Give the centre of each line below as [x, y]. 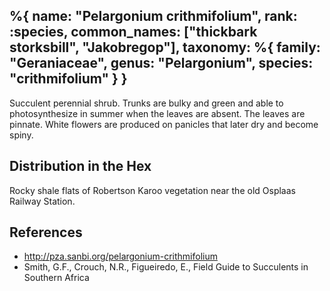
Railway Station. [42, 201]
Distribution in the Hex [80, 166]
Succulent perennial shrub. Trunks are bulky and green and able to [146, 103]
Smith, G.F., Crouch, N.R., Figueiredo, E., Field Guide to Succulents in [166, 267]
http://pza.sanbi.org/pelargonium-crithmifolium [120, 256]
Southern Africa [56, 278]
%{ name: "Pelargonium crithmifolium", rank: [153, 16]
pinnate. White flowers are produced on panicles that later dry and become [164, 124]
